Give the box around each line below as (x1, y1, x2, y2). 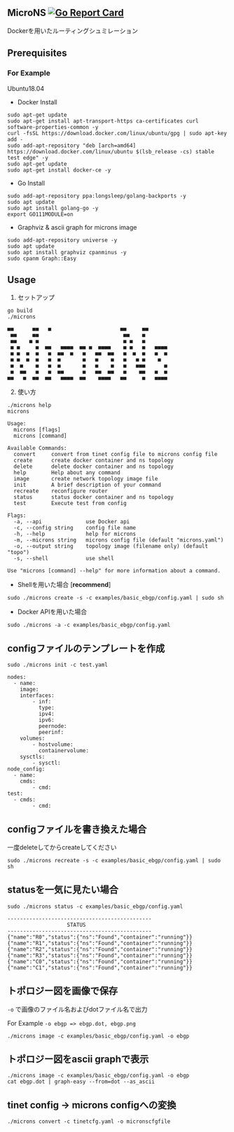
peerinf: (38, 729, 64, 736)
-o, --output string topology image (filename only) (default (13, 543, 209, 550)
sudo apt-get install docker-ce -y (7, 166, 111, 174)
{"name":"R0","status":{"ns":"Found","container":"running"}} (7, 933, 193, 941)
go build (7, 308, 33, 315)
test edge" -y (7, 154, 49, 161)
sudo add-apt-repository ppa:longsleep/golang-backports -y (7, 192, 187, 200)
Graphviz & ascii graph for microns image (17, 223, 137, 231)
